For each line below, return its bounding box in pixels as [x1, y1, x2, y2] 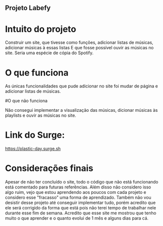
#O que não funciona [5, 98, 48, 104]
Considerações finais [5, 163, 94, 174]
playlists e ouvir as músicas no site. [5, 112, 77, 119]
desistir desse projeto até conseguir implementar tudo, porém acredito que [5, 200, 156, 205]
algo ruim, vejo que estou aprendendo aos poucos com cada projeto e [5, 189, 146, 195]
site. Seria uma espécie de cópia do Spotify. [5, 50, 94, 56]
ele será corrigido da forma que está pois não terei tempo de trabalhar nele [5, 205, 156, 211]
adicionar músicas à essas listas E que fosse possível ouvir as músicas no [5, 45, 154, 51]
